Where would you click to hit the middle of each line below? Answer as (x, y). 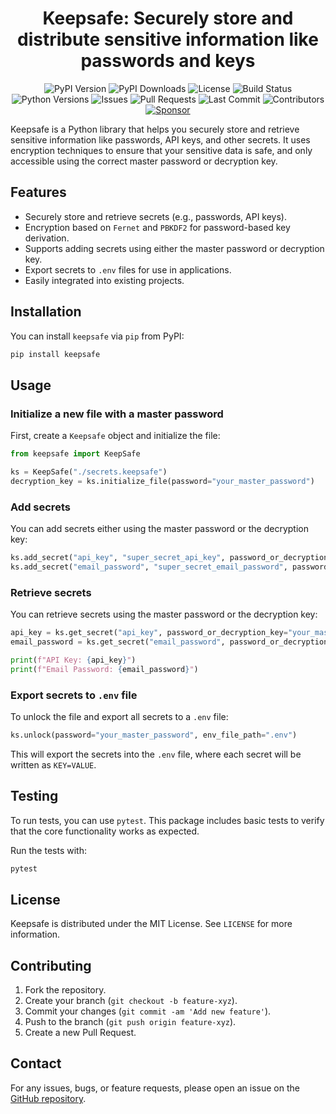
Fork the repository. (65, 990)
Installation (46, 312)
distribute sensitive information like (168, 39)
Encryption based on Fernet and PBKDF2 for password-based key (157, 227)
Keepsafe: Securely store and (168, 18)
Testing (34, 796)
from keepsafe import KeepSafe (75, 454)
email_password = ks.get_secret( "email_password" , (118, 642)
